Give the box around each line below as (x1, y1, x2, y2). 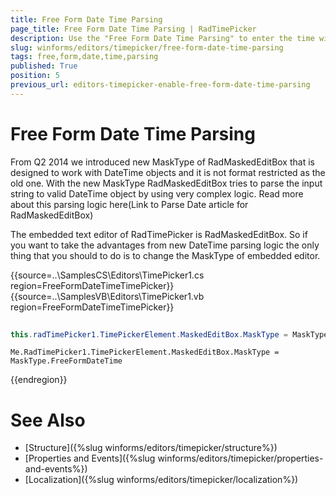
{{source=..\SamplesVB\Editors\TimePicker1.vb (10, 290, 205, 302)
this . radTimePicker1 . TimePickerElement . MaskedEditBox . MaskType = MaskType (10, 329, 329, 340)
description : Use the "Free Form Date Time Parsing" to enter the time (10, 33, 315, 43)
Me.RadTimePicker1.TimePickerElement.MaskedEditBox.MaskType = (10, 347, 280, 358)
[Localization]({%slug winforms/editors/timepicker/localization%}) (24, 474, 299, 486)
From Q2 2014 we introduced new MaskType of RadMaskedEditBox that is (10, 156, 315, 168)
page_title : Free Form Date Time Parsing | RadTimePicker (10, 24, 257, 34)
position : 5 (10, 71, 60, 81)
